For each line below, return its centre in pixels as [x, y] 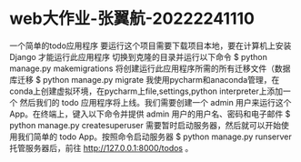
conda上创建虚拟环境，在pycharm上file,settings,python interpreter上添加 [146, 91]
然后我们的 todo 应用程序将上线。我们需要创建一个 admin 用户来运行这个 [156, 102]
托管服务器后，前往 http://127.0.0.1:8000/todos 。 [101, 147]
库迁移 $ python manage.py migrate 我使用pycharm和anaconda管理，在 [145, 79]
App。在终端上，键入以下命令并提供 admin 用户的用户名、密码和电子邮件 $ [150, 114]
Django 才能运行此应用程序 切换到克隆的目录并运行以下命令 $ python [139, 56]
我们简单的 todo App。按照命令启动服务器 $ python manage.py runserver [155, 137]
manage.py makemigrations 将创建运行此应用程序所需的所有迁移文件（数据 [150, 68]
